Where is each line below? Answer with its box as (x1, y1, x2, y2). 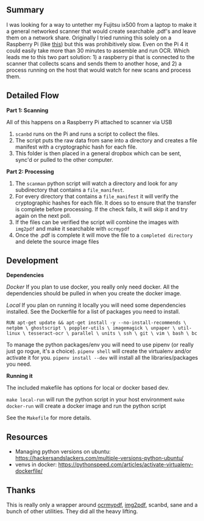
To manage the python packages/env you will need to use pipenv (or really (6, 341, 194, 349)
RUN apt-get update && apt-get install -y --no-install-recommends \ (6, 320, 187, 326)
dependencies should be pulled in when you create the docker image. (6, 290, 181, 297)
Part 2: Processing (6, 167, 54, 175)
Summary (6, 5, 44, 15)
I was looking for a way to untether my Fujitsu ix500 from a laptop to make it (6, 21, 197, 28)
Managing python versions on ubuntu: (15, 448, 111, 455)
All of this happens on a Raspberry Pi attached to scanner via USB (6, 118, 172, 125)
